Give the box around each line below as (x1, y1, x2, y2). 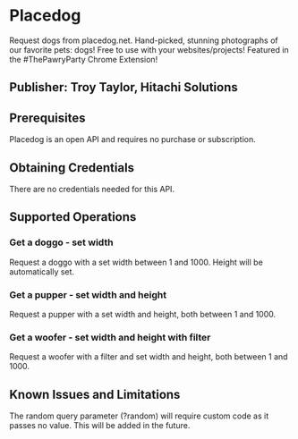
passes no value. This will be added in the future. (9, 420, 191, 431)
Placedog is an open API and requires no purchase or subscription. (9, 134, 257, 145)
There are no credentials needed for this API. (9, 183, 175, 194)
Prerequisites (9, 110, 86, 125)
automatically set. (9, 266, 74, 277)
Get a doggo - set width (9, 236, 114, 249)
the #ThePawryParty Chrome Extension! (9, 54, 158, 64)
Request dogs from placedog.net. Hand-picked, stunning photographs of (9, 35, 279, 46)
